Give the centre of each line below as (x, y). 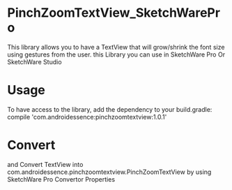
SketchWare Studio (34, 61)
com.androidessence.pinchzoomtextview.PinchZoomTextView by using (109, 172)
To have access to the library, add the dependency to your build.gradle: (110, 109)
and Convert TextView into (45, 164)
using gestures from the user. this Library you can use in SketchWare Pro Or (116, 54)
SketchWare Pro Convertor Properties (61, 179)
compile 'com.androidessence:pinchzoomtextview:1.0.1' (87, 117)
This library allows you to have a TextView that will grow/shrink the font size (116, 47)
